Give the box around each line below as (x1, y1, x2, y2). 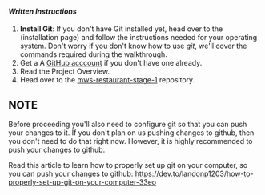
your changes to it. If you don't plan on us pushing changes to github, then (8, 128, 255, 137)
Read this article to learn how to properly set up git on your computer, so (8, 161, 248, 170)
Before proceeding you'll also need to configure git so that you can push (8, 120, 247, 129)
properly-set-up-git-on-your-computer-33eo (8, 177, 157, 187)
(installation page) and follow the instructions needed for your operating (19, 33, 258, 42)
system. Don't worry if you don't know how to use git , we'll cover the (19, 41, 247, 51)
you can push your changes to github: (8, 169, 134, 179)
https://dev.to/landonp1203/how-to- (135, 169, 254, 179)
